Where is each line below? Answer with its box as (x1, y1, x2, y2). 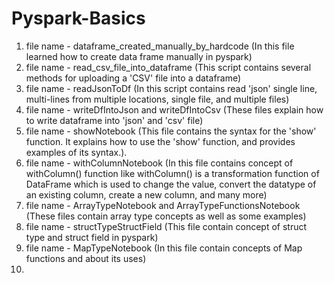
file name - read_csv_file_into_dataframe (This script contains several (25, 61, 312, 73)
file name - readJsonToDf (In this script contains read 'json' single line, (25, 82, 318, 94)
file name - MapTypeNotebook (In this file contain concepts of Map (25, 242, 303, 254)
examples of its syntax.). (25, 146, 128, 158)
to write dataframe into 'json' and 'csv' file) (25, 114, 204, 126)
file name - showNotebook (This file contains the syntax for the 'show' (25, 125, 317, 137)
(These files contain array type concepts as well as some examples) (25, 210, 307, 222)
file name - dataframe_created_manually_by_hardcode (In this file (25, 40, 295, 52)
